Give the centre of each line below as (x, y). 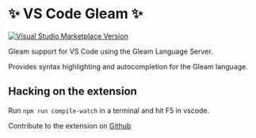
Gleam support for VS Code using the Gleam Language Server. (111, 51)
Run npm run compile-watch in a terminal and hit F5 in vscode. (109, 110)
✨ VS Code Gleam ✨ (76, 14)
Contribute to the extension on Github (70, 125)
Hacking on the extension (73, 91)
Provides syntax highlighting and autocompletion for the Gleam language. (128, 66)
